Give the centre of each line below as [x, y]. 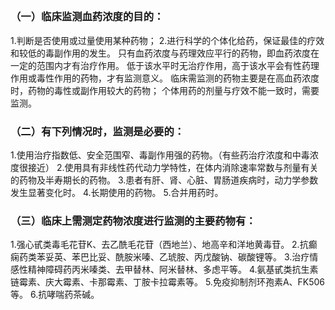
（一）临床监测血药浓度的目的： [87, 17]
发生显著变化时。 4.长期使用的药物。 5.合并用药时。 [117, 193]
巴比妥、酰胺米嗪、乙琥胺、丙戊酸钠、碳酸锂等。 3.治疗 [194, 257]
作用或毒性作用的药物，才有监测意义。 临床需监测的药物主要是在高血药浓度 [165, 78]
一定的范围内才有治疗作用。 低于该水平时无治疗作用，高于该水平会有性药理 [165, 65]
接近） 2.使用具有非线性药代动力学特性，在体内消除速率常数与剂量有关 [173, 168]
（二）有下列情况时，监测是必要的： [97, 131]
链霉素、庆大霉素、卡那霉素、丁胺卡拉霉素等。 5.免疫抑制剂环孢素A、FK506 [168, 282]
